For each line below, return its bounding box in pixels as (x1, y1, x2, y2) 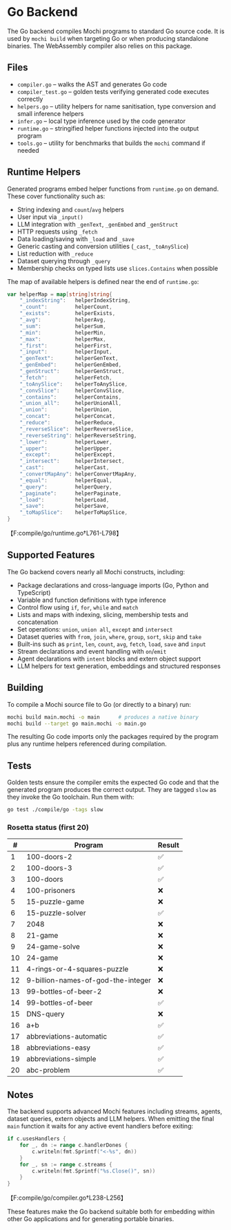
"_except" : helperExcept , (19, 451, 116, 458)
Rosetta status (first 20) (7, 823, 90, 833)
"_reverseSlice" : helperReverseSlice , (19, 426, 134, 433)
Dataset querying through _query (17, 256, 111, 265)
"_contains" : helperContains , (19, 393, 122, 401)
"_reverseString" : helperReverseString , (19, 432, 137, 439)
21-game (26, 931, 59, 940)
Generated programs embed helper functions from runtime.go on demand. (7, 184, 219, 193)
